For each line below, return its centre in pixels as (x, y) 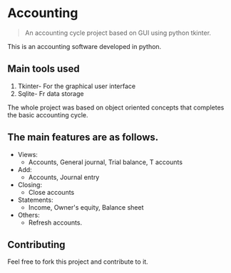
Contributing (36, 244)
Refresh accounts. (55, 223)
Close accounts (51, 192)
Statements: (35, 200)
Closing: (30, 184)
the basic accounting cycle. (48, 114)
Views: (27, 154)
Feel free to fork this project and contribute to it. (78, 262)
